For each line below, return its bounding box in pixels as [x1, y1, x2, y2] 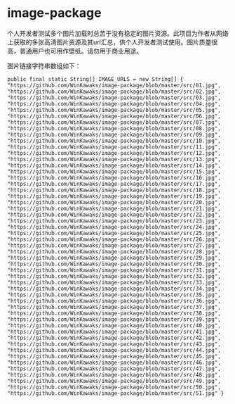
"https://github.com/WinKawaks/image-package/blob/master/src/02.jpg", [7, 88, 221, 95]
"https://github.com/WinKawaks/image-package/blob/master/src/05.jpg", [7, 106, 221, 113]
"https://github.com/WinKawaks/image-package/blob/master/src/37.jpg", [7, 303, 221, 310]
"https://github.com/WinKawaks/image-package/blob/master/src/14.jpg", [7, 162, 221, 169]
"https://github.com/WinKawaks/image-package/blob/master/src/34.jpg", [7, 285, 221, 292]
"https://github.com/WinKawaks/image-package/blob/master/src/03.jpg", [7, 94, 221, 101]
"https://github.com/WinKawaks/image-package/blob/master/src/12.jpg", [7, 149, 221, 156]
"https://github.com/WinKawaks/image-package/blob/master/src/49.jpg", [7, 377, 221, 384]
